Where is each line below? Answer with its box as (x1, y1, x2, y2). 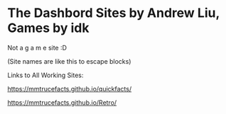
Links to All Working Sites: (7, 71, 84, 79)
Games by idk (7, 20, 90, 36)
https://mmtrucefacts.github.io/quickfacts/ (7, 84, 132, 93)
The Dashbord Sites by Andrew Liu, (7, 5, 220, 21)
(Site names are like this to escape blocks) (7, 57, 131, 65)
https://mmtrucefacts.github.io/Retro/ (7, 98, 117, 107)
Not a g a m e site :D (7, 43, 68, 52)
